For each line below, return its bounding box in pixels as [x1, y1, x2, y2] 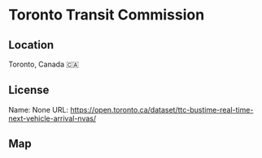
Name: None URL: [8, 105, 69, 114]
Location [8, 38, 55, 52]
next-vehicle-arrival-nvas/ [8, 113, 96, 123]
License [8, 83, 50, 97]
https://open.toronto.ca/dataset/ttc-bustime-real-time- [70, 105, 254, 114]
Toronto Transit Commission [8, 6, 205, 24]
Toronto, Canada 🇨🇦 [8, 59, 80, 69]
